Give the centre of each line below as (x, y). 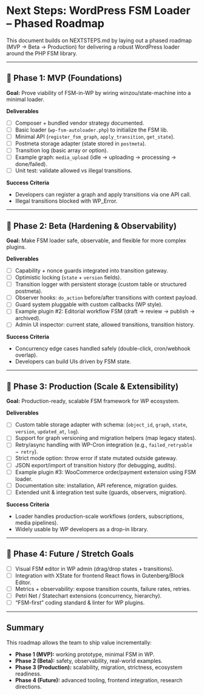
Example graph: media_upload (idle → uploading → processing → (96, 157)
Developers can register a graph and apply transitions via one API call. (103, 195)
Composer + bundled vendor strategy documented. (80, 123)
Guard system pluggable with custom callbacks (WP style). (89, 304)
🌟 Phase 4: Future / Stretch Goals (70, 554)
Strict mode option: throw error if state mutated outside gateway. (96, 458)
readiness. (28, 674)
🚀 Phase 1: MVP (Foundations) (64, 78)
